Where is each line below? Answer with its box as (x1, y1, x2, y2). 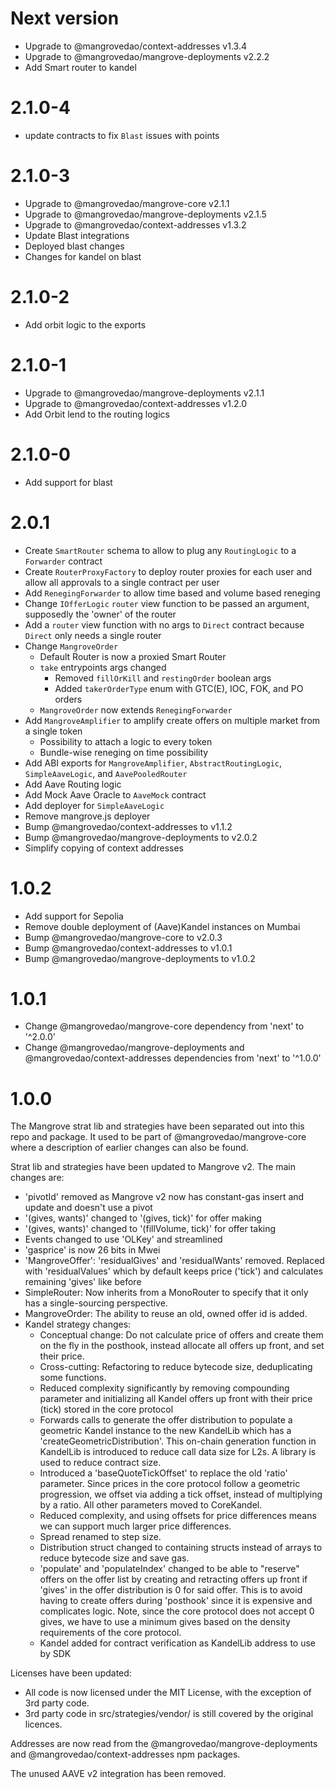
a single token (24, 725, 83, 737)
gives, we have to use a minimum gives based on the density (39, 1616, 291, 1628)
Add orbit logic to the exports (24, 318, 147, 331)
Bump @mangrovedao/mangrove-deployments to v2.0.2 (24, 831, 258, 843)
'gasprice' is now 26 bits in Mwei (24, 1244, 161, 1256)
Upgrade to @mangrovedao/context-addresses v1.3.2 (24, 218, 247, 231)
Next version (10, 7, 120, 30)
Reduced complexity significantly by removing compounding (39, 1382, 290, 1394)
